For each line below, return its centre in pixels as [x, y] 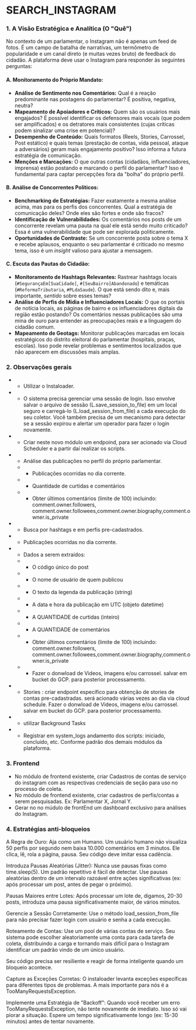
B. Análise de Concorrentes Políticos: [52, 187]
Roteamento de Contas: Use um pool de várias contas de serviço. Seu [91, 931]
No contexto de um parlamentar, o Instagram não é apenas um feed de [92, 41]
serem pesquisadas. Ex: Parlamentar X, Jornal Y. [73, 801]
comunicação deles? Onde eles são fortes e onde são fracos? [89, 213]
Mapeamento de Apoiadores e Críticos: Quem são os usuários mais [97, 112]
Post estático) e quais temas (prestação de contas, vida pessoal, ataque [102, 143]
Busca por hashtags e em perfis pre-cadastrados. [83, 530]
